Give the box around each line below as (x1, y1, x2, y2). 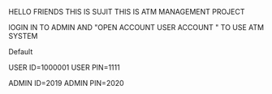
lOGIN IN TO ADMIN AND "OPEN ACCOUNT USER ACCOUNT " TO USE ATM (8, 23, 265, 32)
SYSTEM (8, 32, 38, 41)
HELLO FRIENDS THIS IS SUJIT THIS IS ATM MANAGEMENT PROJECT (8, 7, 245, 16)
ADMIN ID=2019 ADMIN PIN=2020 (8, 79, 124, 88)
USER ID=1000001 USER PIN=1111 (8, 62, 120, 72)
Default (8, 47, 33, 56)
